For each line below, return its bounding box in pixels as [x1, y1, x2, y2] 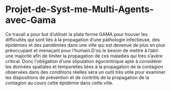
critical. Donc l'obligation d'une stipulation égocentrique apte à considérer [5, 58, 162, 64]
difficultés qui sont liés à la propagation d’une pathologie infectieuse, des [5, 37, 160, 43]
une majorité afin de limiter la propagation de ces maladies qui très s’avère [5, 52, 163, 59]
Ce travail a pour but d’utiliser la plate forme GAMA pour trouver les [5, 31, 148, 37]
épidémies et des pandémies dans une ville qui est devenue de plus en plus [5, 42, 165, 48]
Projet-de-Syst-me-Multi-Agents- [5, 4, 154, 15]
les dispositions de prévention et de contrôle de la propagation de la [5, 74, 149, 80]
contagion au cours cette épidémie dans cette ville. [5, 80, 114, 86]
